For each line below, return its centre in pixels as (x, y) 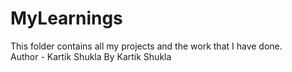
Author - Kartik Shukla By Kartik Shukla (91, 56)
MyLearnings (66, 18)
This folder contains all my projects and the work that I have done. (146, 46)
